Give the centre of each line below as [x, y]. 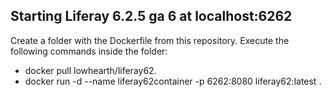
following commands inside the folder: [89, 51]
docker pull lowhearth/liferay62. [90, 70]
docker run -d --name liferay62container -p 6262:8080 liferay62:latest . [173, 81]
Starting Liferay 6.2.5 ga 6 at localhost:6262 [151, 16]
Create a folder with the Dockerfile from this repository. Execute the [150, 40]
